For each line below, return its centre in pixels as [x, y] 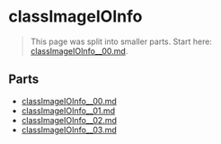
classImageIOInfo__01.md [68, 111]
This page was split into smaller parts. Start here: [121, 41]
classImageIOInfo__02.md [69, 120]
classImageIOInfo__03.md [69, 130]
